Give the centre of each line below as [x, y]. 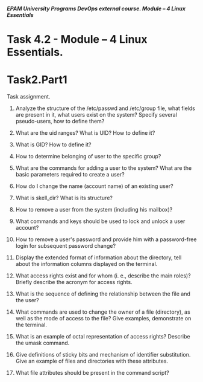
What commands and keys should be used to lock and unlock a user [100, 221]
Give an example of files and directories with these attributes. [92, 361]
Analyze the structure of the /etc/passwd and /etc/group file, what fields [105, 108]
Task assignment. [29, 96]
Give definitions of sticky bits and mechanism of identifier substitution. [103, 354]
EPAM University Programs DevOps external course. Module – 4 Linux [96, 8]
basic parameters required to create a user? [70, 174]
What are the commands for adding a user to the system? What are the [104, 168]
